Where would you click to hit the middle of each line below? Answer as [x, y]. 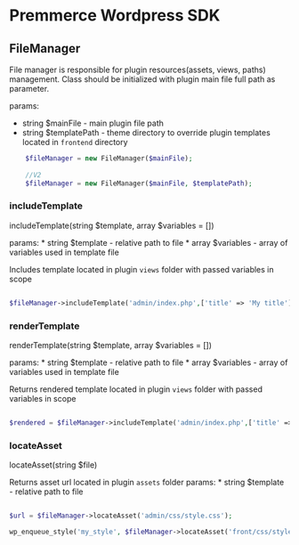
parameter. [29, 89]
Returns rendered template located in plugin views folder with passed [136, 389]
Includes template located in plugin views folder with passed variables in [141, 269]
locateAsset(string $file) [53, 465]
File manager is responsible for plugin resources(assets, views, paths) [138, 69]
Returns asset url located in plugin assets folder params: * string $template [147, 483]
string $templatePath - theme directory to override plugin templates [146, 133]
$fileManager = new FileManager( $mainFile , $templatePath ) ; [139, 183]
